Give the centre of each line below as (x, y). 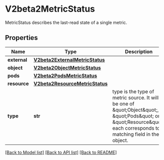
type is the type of (133, 91)
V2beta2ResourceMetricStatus (71, 83)
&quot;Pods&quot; (133, 116)
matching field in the (136, 134)
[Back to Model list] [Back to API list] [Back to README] (61, 152)
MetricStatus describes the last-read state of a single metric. (66, 22)
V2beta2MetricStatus (50, 9)
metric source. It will (135, 98)
